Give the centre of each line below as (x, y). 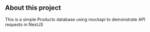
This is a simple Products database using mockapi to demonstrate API (75, 19)
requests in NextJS (24, 24)
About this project (33, 8)
